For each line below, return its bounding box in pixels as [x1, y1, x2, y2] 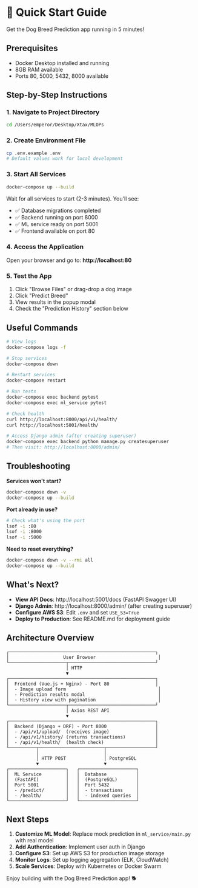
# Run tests [6, 388, 36, 394]
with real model [15, 837, 54, 844]
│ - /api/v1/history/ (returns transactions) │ [6, 734, 159, 740]
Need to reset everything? [6, 545, 74, 552]
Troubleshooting [6, 461, 71, 472]
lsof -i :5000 [6, 534, 42, 540]
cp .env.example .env [6, 150, 61, 156]
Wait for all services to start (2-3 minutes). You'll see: [6, 194, 139, 202]
